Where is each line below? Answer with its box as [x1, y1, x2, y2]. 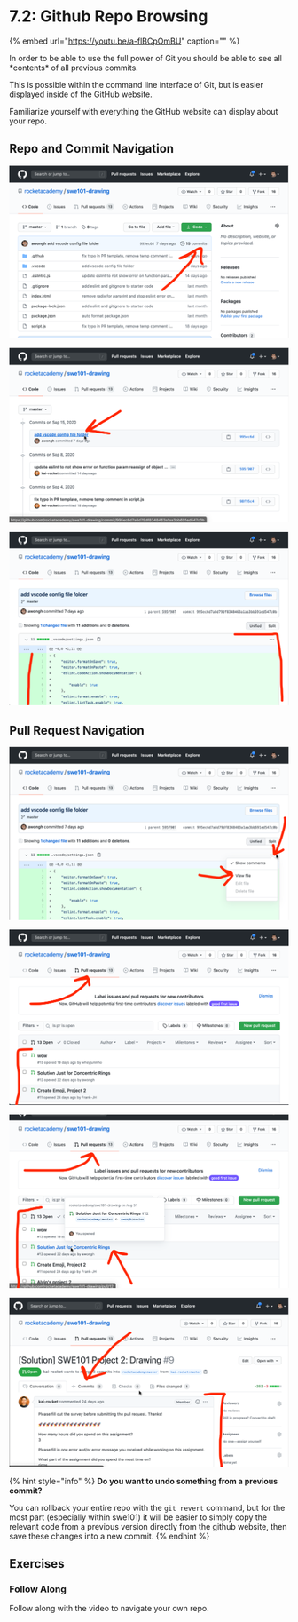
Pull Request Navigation [9, 722, 145, 738]
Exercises [9, 1556, 65, 1571]
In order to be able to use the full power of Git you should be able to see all [9, 52, 282, 63]
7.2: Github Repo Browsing [9, 6, 208, 27]
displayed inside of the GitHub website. [9, 89, 153, 99]
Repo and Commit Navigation [9, 141, 175, 156]
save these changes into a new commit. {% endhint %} [9, 1531, 210, 1541]
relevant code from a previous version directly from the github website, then [9, 1521, 287, 1531]
